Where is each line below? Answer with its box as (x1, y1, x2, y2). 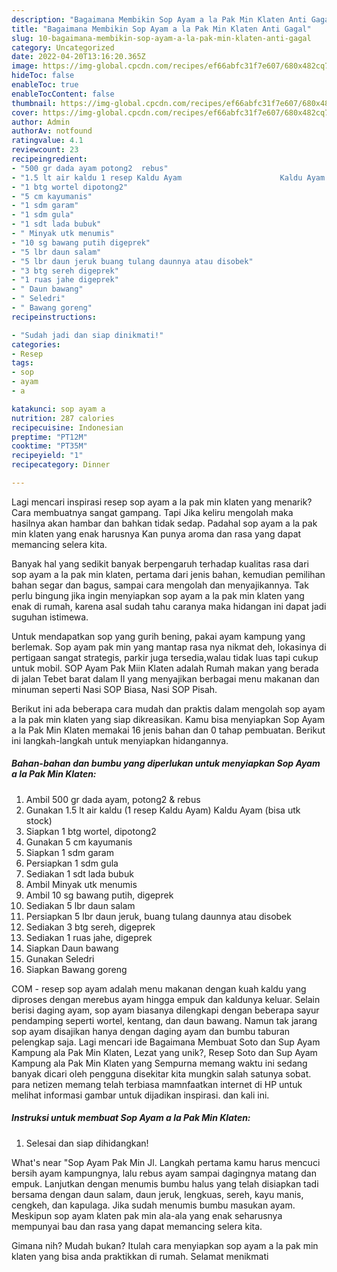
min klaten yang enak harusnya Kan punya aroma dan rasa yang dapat (11, 527, 302, 540)
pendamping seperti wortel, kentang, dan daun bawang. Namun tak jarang (11, 1014, 318, 1026)
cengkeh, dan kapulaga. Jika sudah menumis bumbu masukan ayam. (11, 1199, 296, 1211)
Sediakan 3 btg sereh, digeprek (25, 921, 156, 933)
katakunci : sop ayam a (11, 404, 106, 414)
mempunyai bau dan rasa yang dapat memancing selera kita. (11, 1220, 263, 1232)
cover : (11, 107, 39, 118)
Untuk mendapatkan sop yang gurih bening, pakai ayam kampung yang (11, 630, 306, 642)
